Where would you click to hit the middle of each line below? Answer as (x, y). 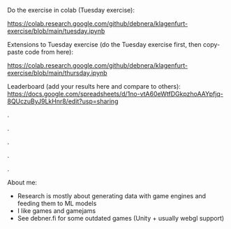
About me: (22, 182)
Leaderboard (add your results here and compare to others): (94, 86)
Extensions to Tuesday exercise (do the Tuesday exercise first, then (104, 44)
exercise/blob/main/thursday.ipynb (57, 73)
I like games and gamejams (57, 211)
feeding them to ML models (57, 203)
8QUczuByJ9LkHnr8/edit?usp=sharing (63, 101)
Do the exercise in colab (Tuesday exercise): (71, 10)
